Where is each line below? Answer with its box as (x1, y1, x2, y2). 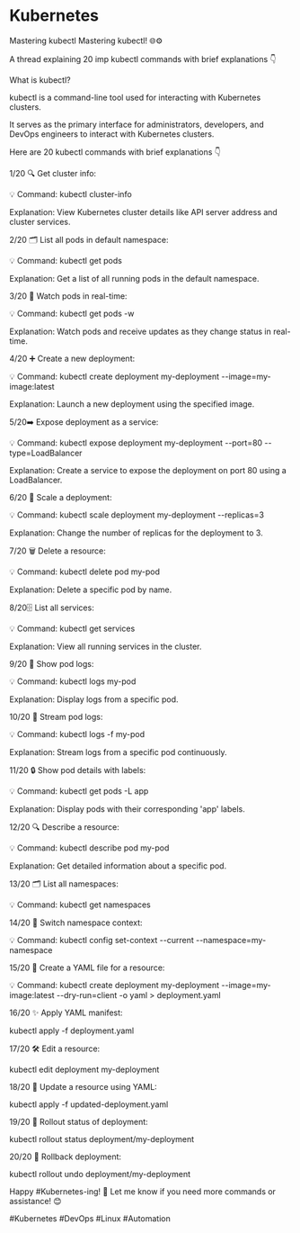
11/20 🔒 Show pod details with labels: (9, 764, 146, 775)
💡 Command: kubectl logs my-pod (9, 676, 137, 687)
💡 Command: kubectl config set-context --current (9, 934, 195, 945)
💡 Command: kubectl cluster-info (9, 188, 132, 199)
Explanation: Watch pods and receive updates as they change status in (9, 326, 271, 337)
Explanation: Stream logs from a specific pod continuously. (9, 746, 227, 757)
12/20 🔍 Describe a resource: (9, 821, 119, 832)
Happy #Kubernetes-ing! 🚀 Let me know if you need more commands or (9, 1185, 277, 1197)
